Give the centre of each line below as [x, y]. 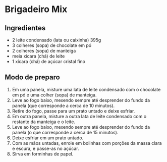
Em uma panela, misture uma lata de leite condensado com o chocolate [86, 89]
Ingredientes [25, 28]
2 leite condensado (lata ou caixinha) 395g [57, 40]
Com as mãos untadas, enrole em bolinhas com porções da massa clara [87, 143]
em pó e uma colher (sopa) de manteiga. [54, 95]
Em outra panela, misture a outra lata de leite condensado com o [79, 116]
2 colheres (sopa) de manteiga [44, 51]
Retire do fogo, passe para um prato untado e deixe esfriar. [73, 111]
